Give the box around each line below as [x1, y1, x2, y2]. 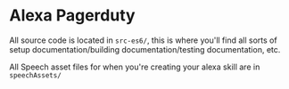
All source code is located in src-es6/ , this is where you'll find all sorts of [9, 35, 278, 45]
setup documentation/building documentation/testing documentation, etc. [9, 44, 281, 54]
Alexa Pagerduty [9, 5, 136, 26]
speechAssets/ [9, 70, 62, 80]
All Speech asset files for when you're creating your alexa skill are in [9, 61, 260, 72]
